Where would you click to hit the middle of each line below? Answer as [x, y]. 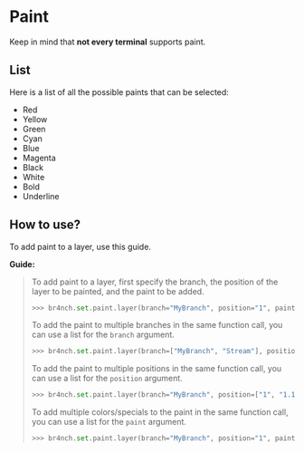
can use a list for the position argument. [107, 379]
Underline [41, 196]
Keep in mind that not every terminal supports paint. [108, 42]
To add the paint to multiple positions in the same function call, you [157, 369]
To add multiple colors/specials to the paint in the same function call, [160, 412]
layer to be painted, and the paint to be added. [118, 291]
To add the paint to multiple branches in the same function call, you [157, 325]
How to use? [45, 225]
